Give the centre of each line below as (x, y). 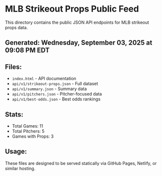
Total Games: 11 (28, 126)
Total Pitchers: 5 (28, 131)
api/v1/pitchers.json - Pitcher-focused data (57, 94)
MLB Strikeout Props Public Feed (72, 9)
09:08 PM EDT (27, 50)
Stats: (14, 114)
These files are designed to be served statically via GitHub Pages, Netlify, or (81, 163)
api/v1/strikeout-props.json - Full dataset (55, 84)
